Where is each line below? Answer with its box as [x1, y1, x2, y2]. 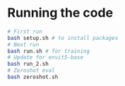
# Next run [7, 41, 40, 48]
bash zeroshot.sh [7, 73, 59, 81]
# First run [7, 28, 42, 35]
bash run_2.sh [7, 61, 49, 68]
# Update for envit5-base [7, 54, 83, 61]
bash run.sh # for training [7, 48, 90, 55]
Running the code [7, 5, 114, 21]
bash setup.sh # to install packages [7, 34, 119, 41]
